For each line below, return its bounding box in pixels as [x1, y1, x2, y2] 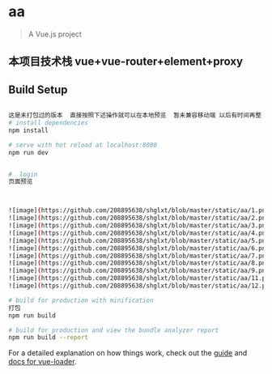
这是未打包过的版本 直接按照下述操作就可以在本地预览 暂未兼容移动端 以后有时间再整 [8, 112, 261, 120]
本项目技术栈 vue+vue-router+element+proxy [8, 55, 244, 69]
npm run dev [8, 148, 49, 156]
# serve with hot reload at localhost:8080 [8, 141, 158, 149]
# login [8, 170, 38, 178]
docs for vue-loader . [8, 357, 77, 367]
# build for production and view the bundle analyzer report [8, 326, 219, 334]
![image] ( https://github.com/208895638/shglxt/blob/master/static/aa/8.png [8, 259, 270, 267]
